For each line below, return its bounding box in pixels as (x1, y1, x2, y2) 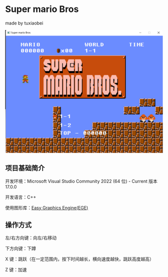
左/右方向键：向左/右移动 (5, 235, 57, 241)
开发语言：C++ (5, 194, 36, 200)
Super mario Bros (5, 3, 79, 15)
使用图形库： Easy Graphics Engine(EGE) (5, 204, 88, 210)
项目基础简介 (5, 164, 45, 172)
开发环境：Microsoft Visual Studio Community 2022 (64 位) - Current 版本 (5, 178, 157, 184)
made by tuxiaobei (5, 20, 43, 26)
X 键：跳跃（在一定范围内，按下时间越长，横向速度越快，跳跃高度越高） (5, 256, 154, 262)
